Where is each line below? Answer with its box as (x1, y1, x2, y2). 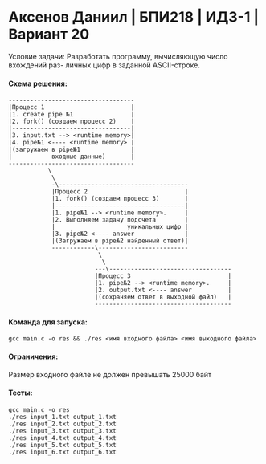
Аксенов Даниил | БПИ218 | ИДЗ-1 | (8, 8, 260, 26)
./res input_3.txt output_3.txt (8, 426, 117, 435)
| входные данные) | (8, 153, 135, 161)
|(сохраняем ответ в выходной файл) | (94, 293, 231, 301)
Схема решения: (8, 79, 68, 88)
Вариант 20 (8, 25, 90, 43)
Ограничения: (8, 352, 59, 361)
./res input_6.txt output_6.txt (8, 448, 117, 456)
